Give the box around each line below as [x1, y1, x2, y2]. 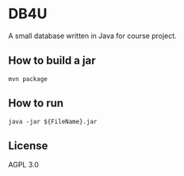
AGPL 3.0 [8, 160, 40, 170]
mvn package [8, 75, 48, 83]
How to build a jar [8, 54, 96, 67]
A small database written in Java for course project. [8, 31, 177, 40]
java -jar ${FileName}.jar [8, 117, 98, 125]
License [8, 139, 48, 152]
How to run [8, 97, 64, 110]
